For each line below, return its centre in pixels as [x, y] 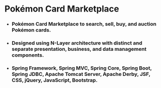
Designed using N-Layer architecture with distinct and [77, 43]
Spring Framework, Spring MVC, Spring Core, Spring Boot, [82, 68]
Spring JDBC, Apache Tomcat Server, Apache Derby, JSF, [81, 74]
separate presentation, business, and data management [79, 49]
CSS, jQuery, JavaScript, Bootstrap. [55, 80]
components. [28, 55]
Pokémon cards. [31, 30]
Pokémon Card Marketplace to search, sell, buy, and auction [84, 24]
